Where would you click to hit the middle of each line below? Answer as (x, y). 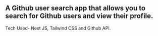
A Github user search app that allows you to (75, 8)
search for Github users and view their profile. (79, 16)
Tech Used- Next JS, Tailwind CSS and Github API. (58, 28)
